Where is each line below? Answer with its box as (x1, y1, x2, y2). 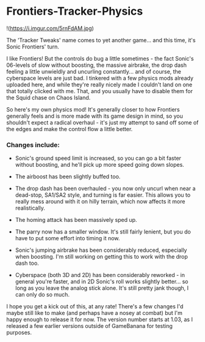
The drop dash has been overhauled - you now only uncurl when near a (15, 185, 196, 192)
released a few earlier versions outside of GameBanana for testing (6, 322, 173, 330)
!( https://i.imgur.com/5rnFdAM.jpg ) (6, 25, 95, 32)
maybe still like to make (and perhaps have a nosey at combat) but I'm (6, 310, 183, 317)
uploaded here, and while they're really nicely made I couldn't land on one (6, 81, 193, 88)
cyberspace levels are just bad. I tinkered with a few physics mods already (6, 74, 193, 82)
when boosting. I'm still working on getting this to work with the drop (15, 253, 188, 260)
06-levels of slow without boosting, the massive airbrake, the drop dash (6, 61, 187, 69)
